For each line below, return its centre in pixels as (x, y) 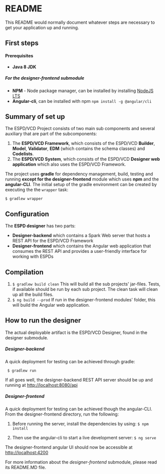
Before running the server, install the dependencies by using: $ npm (81, 424)
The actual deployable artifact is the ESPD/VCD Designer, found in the (76, 332)
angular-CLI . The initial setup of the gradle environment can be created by (81, 185)
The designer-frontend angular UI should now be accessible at (69, 447)
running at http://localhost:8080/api (41, 385)
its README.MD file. (26, 467)
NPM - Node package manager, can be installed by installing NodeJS (83, 91)
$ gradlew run (22, 371)
